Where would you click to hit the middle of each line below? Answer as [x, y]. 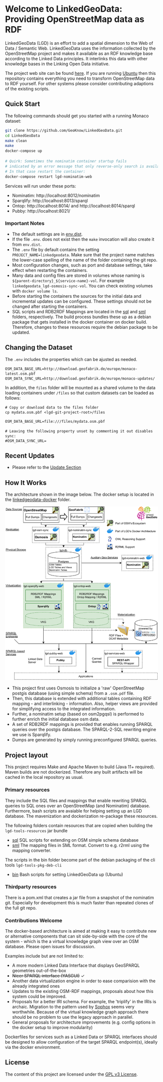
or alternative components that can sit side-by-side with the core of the [76, 936]
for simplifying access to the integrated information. [64, 709]
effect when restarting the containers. [50, 270]
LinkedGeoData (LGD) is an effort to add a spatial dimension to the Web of [79, 43]
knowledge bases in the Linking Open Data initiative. [57, 64]
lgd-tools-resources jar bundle [36, 830]
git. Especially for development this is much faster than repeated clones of [79, 902]
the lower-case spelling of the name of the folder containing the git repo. [85, 260]
